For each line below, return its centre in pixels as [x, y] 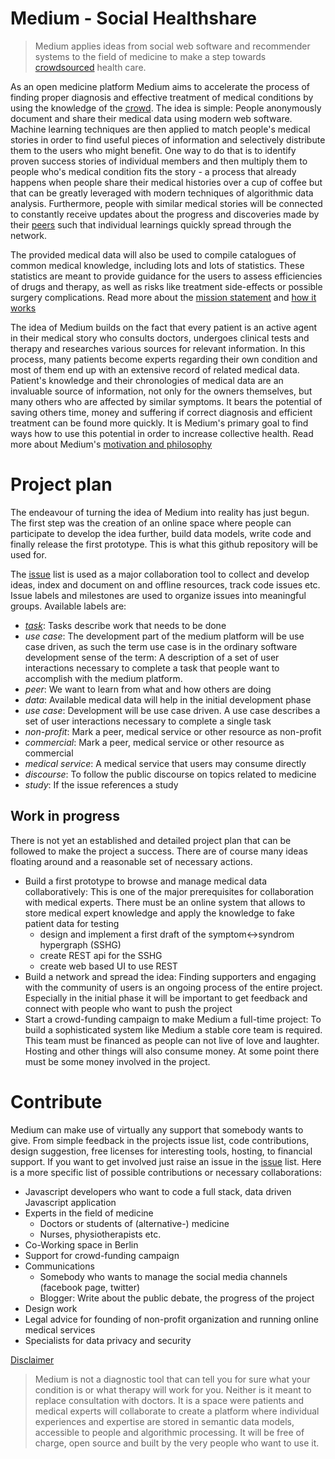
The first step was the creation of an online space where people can [151, 523]
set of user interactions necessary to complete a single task [148, 721]
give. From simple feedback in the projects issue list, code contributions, [160, 1140]
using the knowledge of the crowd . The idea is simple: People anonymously [166, 108]
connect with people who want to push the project [128, 1008]
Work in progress [65, 816]
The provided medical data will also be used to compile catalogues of [153, 254]
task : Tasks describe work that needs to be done [125, 625]
